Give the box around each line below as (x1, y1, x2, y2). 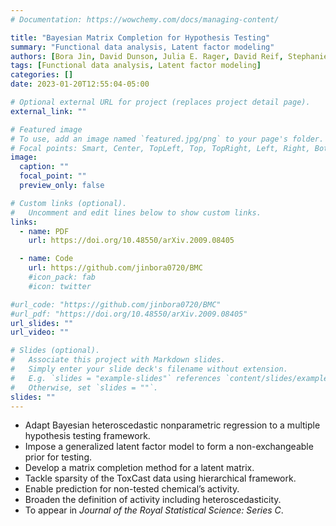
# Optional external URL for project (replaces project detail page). (10, 97, 311, 107)
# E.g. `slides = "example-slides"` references (10, 373, 222, 383)
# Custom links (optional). (10, 198, 128, 208)
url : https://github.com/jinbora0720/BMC (28, 263, 203, 273)
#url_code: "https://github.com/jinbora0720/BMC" (10, 299, 222, 310)
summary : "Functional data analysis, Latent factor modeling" (10, 42, 275, 52)
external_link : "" (10, 106, 87, 116)
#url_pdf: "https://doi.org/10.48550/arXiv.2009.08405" (10, 309, 248, 319)
